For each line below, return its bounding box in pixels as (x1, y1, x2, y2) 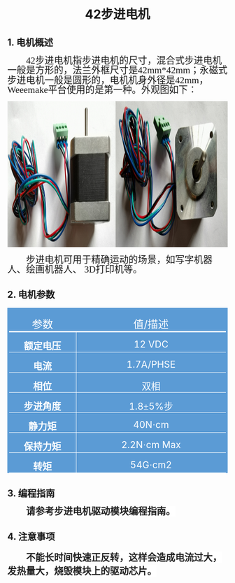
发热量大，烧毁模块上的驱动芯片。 (7, 565, 157, 577)
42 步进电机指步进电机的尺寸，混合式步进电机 (25, 55, 222, 66)
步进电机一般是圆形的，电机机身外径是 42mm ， (7, 74, 208, 86)
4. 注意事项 (7, 531, 55, 542)
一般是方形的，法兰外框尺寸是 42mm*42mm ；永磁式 (7, 64, 228, 76)
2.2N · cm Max (121, 438, 181, 451)
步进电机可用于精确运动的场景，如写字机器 (25, 254, 213, 266)
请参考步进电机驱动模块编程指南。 (25, 506, 176, 517)
